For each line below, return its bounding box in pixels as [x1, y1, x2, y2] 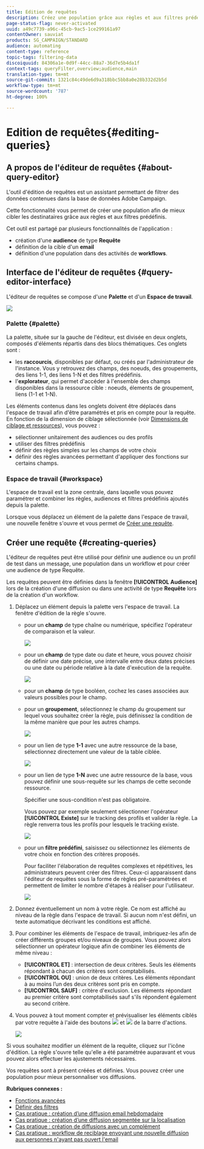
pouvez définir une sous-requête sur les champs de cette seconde [24, 777, 191, 785]
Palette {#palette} [6, 319, 60, 328]
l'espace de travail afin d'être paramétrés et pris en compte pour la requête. [6, 409, 196, 416]
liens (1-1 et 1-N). [15, 391, 58, 398]
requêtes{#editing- [60, 126, 160, 139]
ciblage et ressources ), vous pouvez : [6, 422, 100, 429]
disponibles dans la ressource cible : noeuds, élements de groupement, [15, 384, 194, 391]
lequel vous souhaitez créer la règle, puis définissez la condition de [24, 712, 192, 719]
